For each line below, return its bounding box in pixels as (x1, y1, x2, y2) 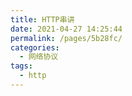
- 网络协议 (19, 52, 59, 62)
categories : (10, 42, 60, 53)
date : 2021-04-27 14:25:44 (10, 24, 123, 34)
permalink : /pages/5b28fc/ (10, 33, 123, 43)
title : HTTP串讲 (10, 14, 75, 25)
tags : (10, 61, 33, 71)
